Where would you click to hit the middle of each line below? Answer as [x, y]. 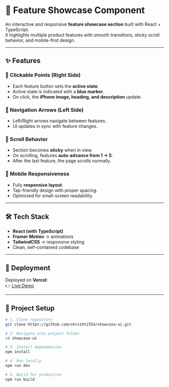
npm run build [20, 379]
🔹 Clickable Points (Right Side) [43, 75]
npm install [18, 352]
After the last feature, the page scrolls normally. [62, 161]
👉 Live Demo [20, 286]
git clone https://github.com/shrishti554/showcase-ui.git [68, 324]
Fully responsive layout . [38, 185]
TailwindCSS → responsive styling [48, 242]
